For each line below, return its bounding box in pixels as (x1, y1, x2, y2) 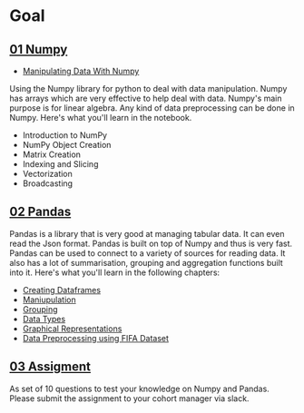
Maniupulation (22, 294, 76, 305)
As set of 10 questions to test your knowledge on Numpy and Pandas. (9, 383, 270, 394)
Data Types (22, 313, 66, 324)
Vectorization (22, 169, 73, 179)
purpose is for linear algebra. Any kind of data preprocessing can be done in (9, 103, 295, 113)
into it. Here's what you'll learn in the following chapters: (9, 267, 221, 278)
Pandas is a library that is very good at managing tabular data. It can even (9, 228, 285, 239)
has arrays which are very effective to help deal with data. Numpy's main (9, 93, 283, 103)
